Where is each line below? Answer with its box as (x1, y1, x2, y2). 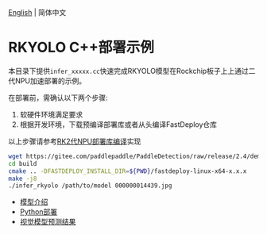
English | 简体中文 (8, 8, 67, 17)
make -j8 (8, 175, 37, 182)
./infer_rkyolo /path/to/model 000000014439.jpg (8, 182, 172, 190)
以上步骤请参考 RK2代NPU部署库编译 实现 (8, 136, 141, 146)
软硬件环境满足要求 (19, 109, 83, 119)
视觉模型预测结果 (19, 217, 76, 227)
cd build (8, 159, 37, 167)
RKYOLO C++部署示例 (8, 39, 155, 56)
